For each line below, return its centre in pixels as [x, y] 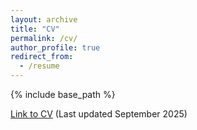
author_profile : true [55, 47]
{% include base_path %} [63, 94]
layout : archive [44, 19]
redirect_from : [42, 57]
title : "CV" [35, 29]
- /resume [39, 66]
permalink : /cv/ [44, 38]
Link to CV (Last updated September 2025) [99, 114]
